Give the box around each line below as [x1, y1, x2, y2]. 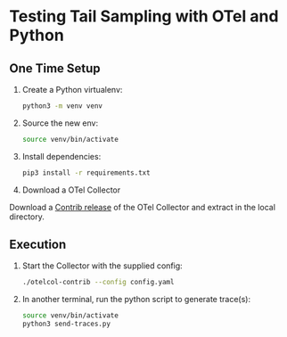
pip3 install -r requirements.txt [21, 168, 151, 177]
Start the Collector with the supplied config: [21, 260, 183, 271]
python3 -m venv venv [21, 102, 103, 111]
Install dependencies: [21, 151, 102, 161]
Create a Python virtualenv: [21, 85, 123, 95]
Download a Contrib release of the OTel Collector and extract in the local [9, 201, 276, 212]
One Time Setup [9, 61, 101, 76]
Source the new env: [21, 118, 99, 128]
